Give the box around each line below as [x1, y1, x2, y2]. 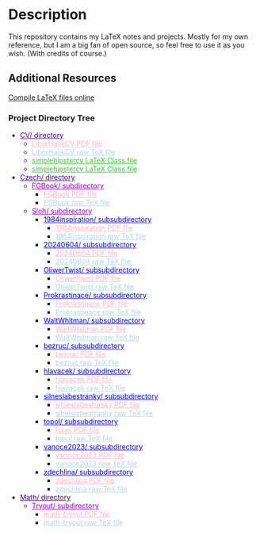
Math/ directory [19, 493, 71, 503]
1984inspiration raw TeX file [55, 231, 147, 241]
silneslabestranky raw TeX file [55, 408, 153, 418]
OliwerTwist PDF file [55, 273, 121, 283]
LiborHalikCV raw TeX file [31, 147, 116, 157]
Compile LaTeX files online [8, 93, 95, 102]
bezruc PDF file [55, 350, 106, 359]
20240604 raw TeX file [55, 257, 132, 266]
